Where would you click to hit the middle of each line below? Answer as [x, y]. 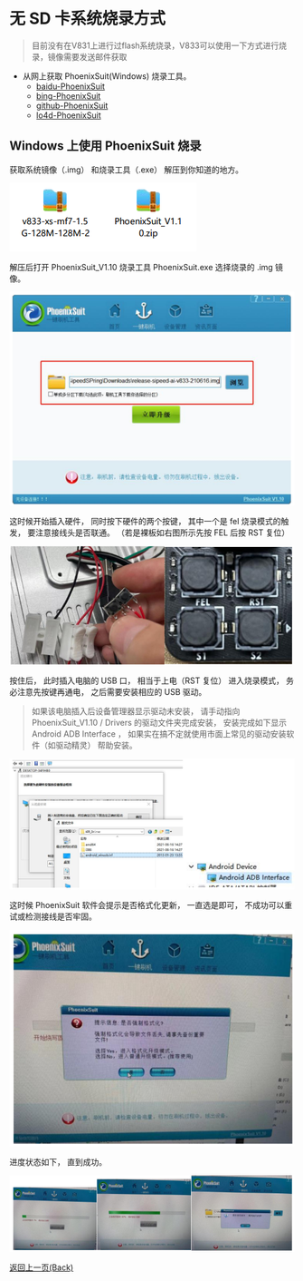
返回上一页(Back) [42, 1267]
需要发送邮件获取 [95, 56]
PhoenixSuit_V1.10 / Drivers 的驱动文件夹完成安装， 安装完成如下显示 [159, 723]
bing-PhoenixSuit [68, 95]
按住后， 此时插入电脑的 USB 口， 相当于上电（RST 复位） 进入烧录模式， [147, 680]
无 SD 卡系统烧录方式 [87, 19]
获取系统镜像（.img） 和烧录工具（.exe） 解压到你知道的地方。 [127, 170]
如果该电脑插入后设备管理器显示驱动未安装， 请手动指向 [136, 711]
